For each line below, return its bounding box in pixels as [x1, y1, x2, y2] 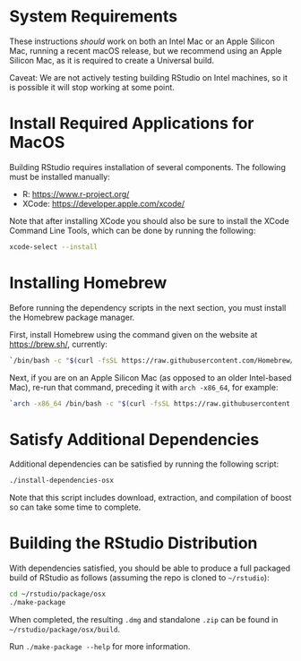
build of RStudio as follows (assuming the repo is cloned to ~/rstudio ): [9, 572, 271, 583]
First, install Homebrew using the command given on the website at [9, 329, 258, 339]
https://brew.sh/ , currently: [9, 339, 107, 349]
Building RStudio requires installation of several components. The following [9, 161, 287, 172]
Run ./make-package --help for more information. [9, 640, 191, 651]
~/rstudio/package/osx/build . [9, 623, 121, 634]
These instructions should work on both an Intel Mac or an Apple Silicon [9, 36, 275, 47]
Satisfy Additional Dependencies [9, 429, 260, 450]
